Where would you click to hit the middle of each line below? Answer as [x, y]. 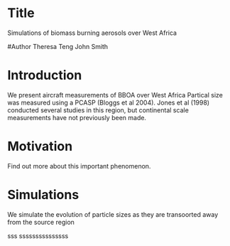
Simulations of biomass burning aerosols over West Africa [92, 33]
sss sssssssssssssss [38, 235]
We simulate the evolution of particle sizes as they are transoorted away [113, 214]
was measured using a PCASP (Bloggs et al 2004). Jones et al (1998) [109, 102]
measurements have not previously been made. [77, 117]
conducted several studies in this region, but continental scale [98, 110]
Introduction [45, 75]
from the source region [41, 222]
